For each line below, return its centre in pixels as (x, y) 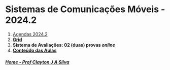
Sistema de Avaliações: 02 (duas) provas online (64, 45)
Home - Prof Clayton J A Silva (37, 62)
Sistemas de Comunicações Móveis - (85, 9)
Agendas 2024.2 (30, 34)
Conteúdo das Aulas (35, 50)
